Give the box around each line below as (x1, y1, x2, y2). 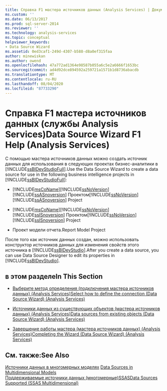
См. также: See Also (5, 351, 70, 359)
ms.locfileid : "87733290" (5, 86, 59, 91)
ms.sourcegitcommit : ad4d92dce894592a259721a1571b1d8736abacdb (5, 68, 139, 73)
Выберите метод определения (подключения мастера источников (12, 285, 154, 291)
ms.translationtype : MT (5, 72, 55, 77)
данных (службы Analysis (5, 118, 118, 130)
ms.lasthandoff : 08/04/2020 (5, 81, 64, 86)
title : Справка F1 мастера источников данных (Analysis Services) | (5, 7, 150, 12)
